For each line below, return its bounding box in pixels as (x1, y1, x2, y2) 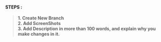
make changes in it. (17, 31, 60, 37)
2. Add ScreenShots (17, 20, 61, 26)
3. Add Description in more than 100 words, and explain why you (17, 25, 156, 32)
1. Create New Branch (17, 15, 64, 21)
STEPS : (5, 4, 23, 10)
